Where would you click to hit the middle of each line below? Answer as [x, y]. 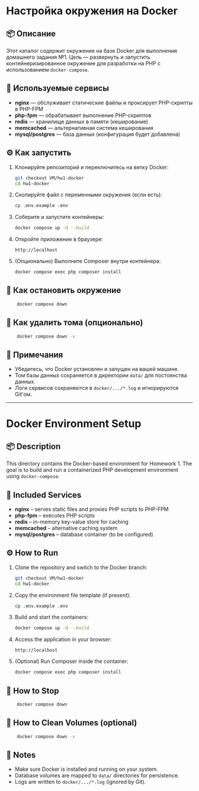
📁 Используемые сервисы [58, 88]
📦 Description [33, 446]
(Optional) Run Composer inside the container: [71, 661]
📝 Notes [21, 755]
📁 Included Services [44, 495]
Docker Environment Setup [74, 424]
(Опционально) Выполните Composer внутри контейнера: [88, 261]
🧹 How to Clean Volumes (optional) [72, 723]
